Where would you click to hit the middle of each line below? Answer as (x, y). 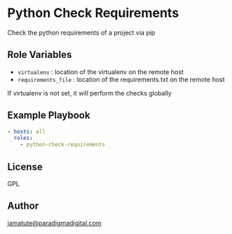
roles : (23, 138)
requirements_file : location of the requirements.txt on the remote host (121, 79)
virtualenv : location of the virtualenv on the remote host (100, 71)
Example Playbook (49, 116)
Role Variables (39, 55)
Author (23, 206)
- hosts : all (26, 131)
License (25, 166)
